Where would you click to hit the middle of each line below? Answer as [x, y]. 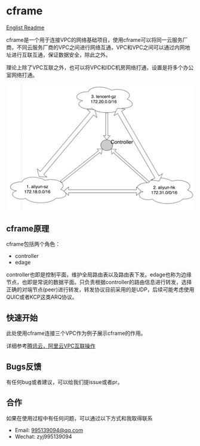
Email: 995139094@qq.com [49, 430]
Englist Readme [25, 27]
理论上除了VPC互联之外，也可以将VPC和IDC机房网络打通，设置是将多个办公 [100, 67]
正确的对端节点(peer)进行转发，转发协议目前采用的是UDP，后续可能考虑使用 [100, 290]
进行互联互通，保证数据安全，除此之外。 [61, 54]
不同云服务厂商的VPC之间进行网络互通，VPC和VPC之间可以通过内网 [101, 47]
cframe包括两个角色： [33, 244]
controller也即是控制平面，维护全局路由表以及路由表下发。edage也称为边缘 [99, 275]
